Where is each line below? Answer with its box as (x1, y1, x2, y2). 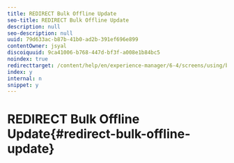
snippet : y (7, 81, 39, 88)
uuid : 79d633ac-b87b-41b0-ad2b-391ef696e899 (7, 36, 139, 43)
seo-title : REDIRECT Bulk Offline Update (7, 17, 130, 24)
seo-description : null (7, 29, 73, 37)
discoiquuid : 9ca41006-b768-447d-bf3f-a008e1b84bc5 (7, 49, 160, 56)
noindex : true (7, 56, 49, 63)
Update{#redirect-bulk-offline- (7, 126, 191, 142)
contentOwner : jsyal (7, 42, 68, 49)
